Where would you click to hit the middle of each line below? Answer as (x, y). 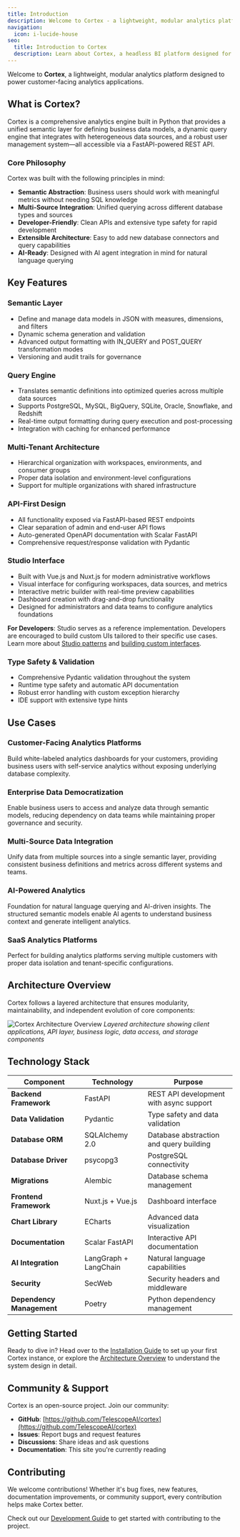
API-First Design (37, 504)
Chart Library (34, 1221)
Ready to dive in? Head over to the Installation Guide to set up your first (112, 1351)
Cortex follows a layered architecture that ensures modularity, (98, 1002)
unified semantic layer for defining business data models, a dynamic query (117, 129)
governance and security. (45, 823)
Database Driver (39, 1160)
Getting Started (42, 1334)
